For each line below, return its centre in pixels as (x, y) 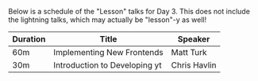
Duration (29, 39)
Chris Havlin (194, 65)
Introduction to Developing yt (108, 65)
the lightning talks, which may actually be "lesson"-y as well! (108, 20)
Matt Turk (189, 52)
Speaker (194, 39)
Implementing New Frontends (109, 52)
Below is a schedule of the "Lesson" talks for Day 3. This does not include (129, 11)
